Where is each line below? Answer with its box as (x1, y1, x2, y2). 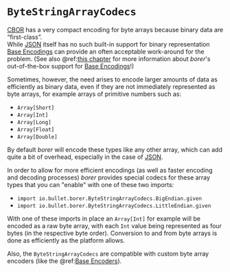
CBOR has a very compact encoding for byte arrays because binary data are (7, 25, 224, 34)
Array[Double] (16, 133, 58, 140)
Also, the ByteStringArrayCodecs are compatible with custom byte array (7, 249, 209, 258)
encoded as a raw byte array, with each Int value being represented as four (7, 221, 222, 230)
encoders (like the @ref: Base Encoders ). (7, 256, 122, 265)
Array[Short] (16, 104, 55, 111)
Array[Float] (16, 126, 55, 133)
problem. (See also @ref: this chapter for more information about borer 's (7, 54, 211, 63)
